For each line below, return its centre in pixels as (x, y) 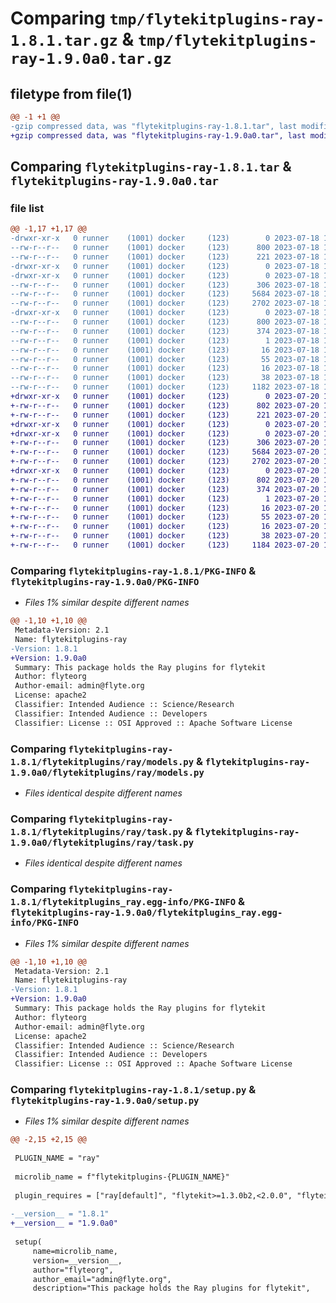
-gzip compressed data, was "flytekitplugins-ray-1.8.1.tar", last (154, 126)
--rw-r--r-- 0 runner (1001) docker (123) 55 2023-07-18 (165, 359)
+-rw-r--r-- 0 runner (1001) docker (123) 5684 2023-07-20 (165, 452)
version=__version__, (77, 1260)
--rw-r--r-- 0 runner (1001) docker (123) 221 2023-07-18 (165, 257)
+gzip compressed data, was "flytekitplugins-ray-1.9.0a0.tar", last (158, 135)
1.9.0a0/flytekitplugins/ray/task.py (102, 842)
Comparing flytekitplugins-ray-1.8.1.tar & (151, 167)
